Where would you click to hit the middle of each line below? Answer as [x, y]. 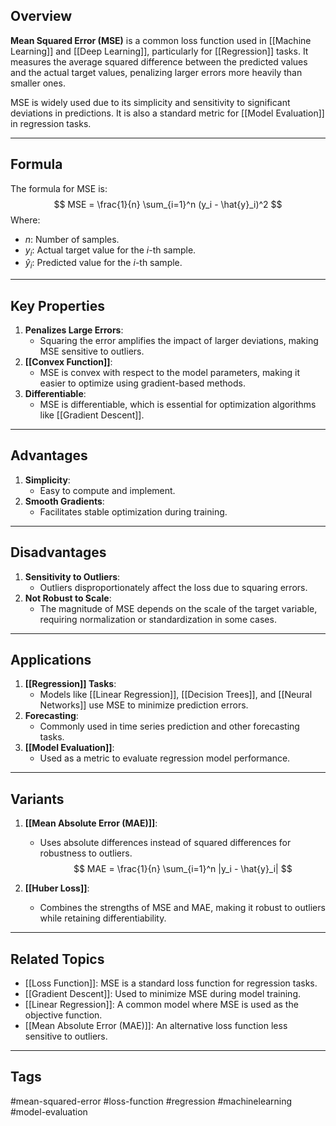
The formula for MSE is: [59, 188]
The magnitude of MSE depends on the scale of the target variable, [178, 608]
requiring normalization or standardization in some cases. [158, 619]
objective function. [63, 1015]
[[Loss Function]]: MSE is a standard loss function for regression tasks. [171, 983]
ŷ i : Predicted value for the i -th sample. [103, 264]
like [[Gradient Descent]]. [92, 415]
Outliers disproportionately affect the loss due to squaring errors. [173, 587]
